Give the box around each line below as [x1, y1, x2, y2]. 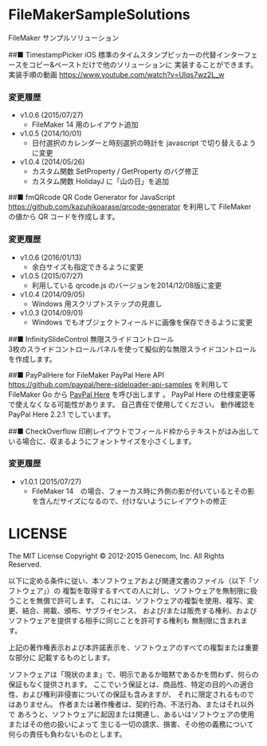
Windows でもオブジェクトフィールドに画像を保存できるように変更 [31, 317, 253, 327]
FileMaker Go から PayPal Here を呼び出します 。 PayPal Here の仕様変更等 [8, 389, 256, 399]
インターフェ [216, 49, 258, 59]
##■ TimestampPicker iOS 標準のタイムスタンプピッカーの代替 [8, 49, 217, 59]
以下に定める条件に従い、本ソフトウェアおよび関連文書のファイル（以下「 [8, 575, 253, 585]
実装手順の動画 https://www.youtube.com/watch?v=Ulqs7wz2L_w [8, 69, 225, 79]
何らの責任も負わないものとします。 [8, 729, 127, 739]
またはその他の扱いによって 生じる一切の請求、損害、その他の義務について [8, 719, 254, 728]
